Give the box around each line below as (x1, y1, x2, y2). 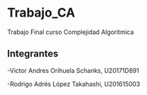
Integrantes (7, 48, 59, 60)
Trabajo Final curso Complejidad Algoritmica (7, 28, 134, 36)
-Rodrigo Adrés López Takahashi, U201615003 (7, 80, 141, 88)
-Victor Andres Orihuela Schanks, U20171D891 (7, 66, 139, 74)
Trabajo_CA (7, 5, 76, 21)
